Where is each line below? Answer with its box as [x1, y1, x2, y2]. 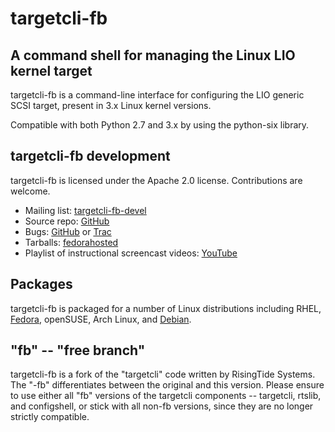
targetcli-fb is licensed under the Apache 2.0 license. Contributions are [10, 174, 303, 186]
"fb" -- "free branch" [10, 342, 146, 359]
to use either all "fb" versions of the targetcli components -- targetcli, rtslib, [10, 390, 322, 402]
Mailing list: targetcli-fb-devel [24, 204, 147, 216]
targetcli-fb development [10, 148, 171, 165]
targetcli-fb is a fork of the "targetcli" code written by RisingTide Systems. [10, 368, 316, 381]
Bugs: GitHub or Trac [24, 225, 112, 237]
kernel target [10, 62, 93, 79]
